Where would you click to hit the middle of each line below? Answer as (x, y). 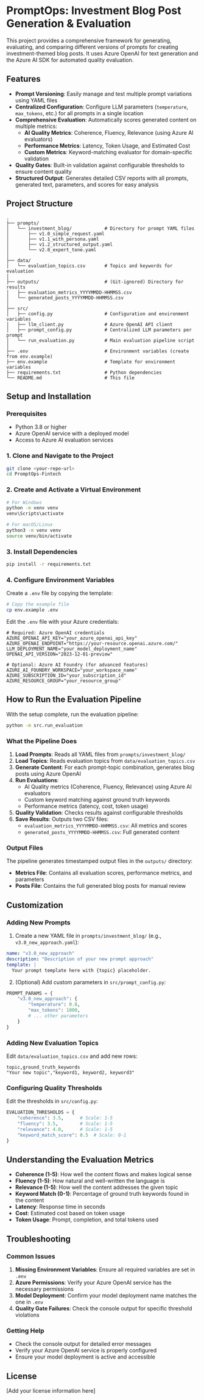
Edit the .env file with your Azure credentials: (63, 622)
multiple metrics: (36, 126)
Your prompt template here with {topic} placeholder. (81, 970)
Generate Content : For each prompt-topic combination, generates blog (105, 767)
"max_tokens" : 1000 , (54, 1010)
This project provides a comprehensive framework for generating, (89, 40)
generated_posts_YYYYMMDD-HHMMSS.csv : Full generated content (102, 832)
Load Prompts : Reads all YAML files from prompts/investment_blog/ (100, 754)
